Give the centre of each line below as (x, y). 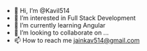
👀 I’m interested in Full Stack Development (75, 18)
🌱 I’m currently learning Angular (60, 25)
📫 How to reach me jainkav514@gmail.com (77, 40)
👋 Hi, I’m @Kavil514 (42, 11)
